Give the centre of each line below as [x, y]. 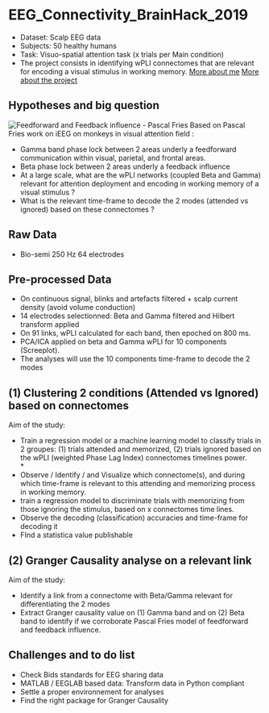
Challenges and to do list [72, 655]
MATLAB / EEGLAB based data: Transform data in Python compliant [132, 683]
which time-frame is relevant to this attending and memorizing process [138, 484]
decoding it [39, 526]
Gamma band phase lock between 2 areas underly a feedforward [128, 149]
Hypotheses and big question [84, 105]
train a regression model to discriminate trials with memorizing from [132, 501]
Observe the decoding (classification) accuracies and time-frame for [134, 518]
